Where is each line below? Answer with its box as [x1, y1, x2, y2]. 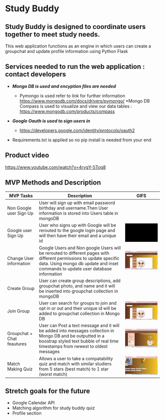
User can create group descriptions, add [39, 278, 121, 284]
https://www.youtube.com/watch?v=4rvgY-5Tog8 [5, 164, 106, 170]
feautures [7, 341, 27, 346]
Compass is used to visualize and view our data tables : [19, 103, 132, 109]
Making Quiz [7, 366, 33, 372]
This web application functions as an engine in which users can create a [5, 43, 151, 49]
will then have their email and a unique [39, 233, 116, 238]
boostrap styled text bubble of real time [39, 338, 119, 344]
